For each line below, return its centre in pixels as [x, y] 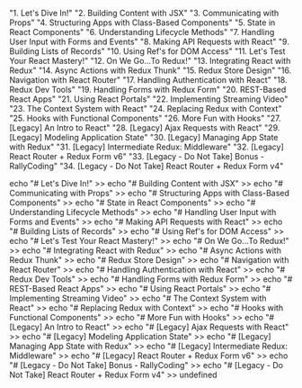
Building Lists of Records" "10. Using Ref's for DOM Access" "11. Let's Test [147, 51]
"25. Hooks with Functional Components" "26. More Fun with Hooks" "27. [145, 118]
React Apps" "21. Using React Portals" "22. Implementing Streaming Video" [149, 99]
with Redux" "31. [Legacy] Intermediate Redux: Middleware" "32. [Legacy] [147, 147]
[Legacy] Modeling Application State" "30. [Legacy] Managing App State [144, 137]
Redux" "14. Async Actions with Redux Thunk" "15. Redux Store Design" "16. [151, 70]
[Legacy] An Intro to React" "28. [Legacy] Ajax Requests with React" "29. [145, 128]
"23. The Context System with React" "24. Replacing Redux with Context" [146, 108]
